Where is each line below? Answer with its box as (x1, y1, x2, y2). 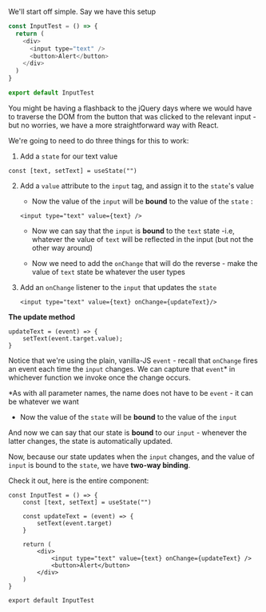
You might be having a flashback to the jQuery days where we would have (8, 103, 252, 113)
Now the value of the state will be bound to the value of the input (19, 412, 237, 421)
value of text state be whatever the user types (31, 267, 185, 276)
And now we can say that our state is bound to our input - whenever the (8, 428, 248, 437)
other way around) (31, 243, 93, 252)
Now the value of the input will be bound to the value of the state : (31, 196, 253, 206)
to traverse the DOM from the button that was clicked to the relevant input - (8, 111, 257, 121)
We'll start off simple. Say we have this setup (8, 7, 157, 16)
